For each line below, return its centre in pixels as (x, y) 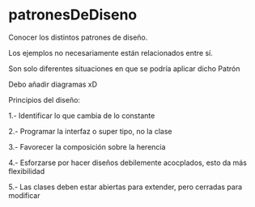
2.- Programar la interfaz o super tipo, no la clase (90, 131)
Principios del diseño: (45, 99)
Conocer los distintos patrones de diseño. (78, 37)
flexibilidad (27, 171)
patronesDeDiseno (73, 15)
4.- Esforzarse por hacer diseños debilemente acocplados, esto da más (127, 163)
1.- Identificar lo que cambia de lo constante (82, 116)
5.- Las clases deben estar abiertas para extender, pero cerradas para (125, 187)
